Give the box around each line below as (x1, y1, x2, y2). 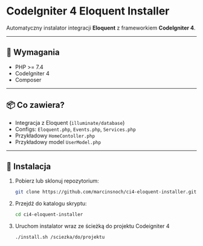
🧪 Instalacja (6, 161, 51, 171)
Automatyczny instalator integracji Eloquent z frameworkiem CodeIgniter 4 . (6, 24, 196, 31)
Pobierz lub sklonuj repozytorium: (14, 177, 100, 184)
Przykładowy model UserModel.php (14, 138, 101, 145)
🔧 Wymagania (6, 47, 60, 58)
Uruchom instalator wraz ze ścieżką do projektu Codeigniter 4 (14, 222, 170, 230)
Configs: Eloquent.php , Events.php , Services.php (14, 125, 136, 133)
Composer (14, 76, 42, 83)
